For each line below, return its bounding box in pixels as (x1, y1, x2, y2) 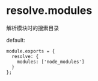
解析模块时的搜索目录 (6, 24, 59, 31)
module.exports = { (6, 48, 55, 54)
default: (6, 36, 26, 44)
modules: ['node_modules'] (17, 59, 85, 65)
